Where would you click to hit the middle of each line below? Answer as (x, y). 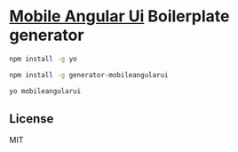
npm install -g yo (43, 59)
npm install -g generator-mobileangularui (89, 75)
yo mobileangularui (45, 91)
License (32, 119)
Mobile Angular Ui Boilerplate (119, 16)
